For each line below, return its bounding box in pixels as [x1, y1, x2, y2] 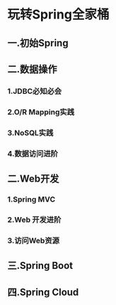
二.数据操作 [7, 63, 58, 75]
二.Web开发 [7, 173, 59, 185]
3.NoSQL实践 [7, 128, 54, 138]
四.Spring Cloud [7, 286, 79, 298]
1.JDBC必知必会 [7, 86, 62, 96]
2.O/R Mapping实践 [7, 107, 75, 117]
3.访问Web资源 [7, 235, 60, 245]
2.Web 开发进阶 [7, 214, 62, 224]
